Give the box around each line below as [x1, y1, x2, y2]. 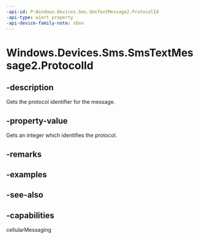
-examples [6, 169, 47, 180]
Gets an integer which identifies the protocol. [6, 132, 118, 139]
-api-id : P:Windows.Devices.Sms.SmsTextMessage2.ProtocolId [6, 8, 160, 15]
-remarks [6, 149, 42, 159]
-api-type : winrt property [6, 14, 74, 20]
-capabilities [6, 210, 55, 220]
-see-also [6, 190, 44, 200]
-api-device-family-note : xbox [6, 20, 84, 26]
